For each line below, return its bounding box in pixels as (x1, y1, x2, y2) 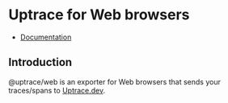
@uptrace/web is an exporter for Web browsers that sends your (8, 76, 221, 86)
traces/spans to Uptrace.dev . (8, 85, 106, 95)
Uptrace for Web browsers (8, 6, 190, 24)
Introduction (8, 56, 73, 69)
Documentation (19, 32, 72, 42)
